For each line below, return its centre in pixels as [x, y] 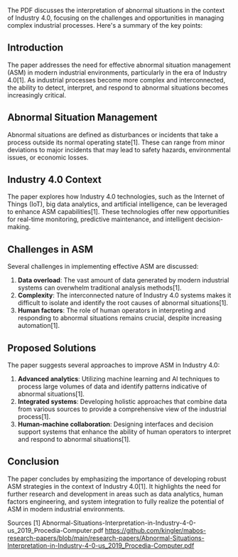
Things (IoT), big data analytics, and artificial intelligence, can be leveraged [117, 204]
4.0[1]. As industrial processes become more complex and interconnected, [117, 80]
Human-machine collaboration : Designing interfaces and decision [115, 424]
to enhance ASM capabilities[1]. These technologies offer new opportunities [118, 212]
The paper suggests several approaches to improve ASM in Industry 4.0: [114, 365]
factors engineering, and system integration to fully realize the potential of [116, 502]
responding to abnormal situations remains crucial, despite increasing [120, 318]
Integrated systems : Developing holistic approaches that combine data [122, 402]
